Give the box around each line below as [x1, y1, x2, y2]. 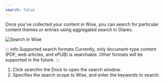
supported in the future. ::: [5, 56, 60, 63]
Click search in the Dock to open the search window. [12, 66, 121, 72]
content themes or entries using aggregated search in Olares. [5, 26, 133, 33]
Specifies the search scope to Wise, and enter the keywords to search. [12, 71, 160, 78]
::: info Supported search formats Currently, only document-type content [5, 46, 156, 52]
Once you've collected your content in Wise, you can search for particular [5, 21, 159, 27]
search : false [5, 7, 35, 13]
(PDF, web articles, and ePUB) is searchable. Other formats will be [5, 51, 143, 57]
